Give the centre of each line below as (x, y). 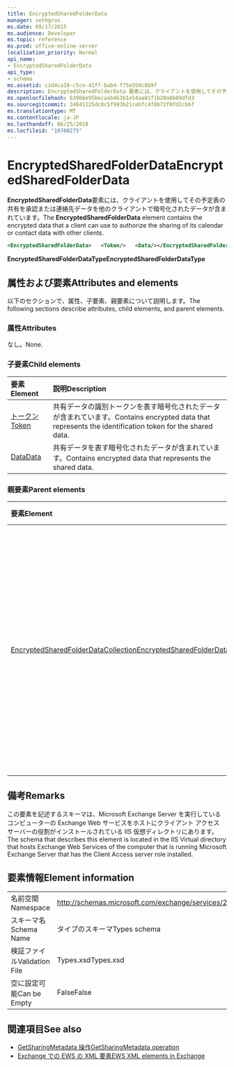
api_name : (22, 59)
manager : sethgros (34, 20)
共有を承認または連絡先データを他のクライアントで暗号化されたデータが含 (114, 209)
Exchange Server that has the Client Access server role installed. (100, 854)
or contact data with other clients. (56, 233)
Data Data (26, 457)
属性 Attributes (32, 328)
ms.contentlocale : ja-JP (43, 117)
